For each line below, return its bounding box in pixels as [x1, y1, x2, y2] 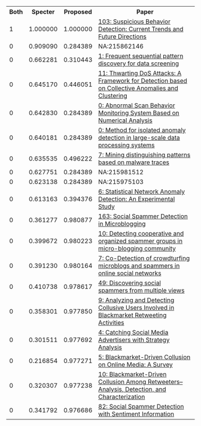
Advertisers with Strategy [98, 336, 170, 344]
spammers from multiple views [98, 286, 185, 294]
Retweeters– [147, 377, 183, 386]
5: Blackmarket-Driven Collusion [98, 353, 191, 361]
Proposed [63, 8, 93, 16]
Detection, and [124, 385, 166, 393]
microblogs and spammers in [98, 262, 180, 270]
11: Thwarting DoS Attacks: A [98, 69, 182, 77]
